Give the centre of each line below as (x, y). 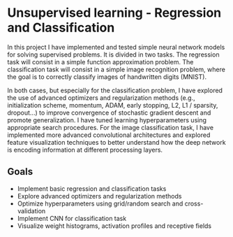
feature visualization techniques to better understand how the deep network (116, 142)
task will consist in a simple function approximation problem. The (100, 62)
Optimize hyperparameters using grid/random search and (100, 203)
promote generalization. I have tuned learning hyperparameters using (107, 120)
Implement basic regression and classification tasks (92, 188)
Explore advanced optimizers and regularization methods (99, 196)
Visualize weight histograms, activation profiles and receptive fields (114, 226)
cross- (194, 203)
